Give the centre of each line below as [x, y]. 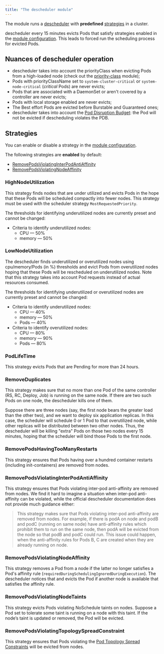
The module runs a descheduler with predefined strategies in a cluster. [77, 24]
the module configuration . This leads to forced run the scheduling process [80, 38]
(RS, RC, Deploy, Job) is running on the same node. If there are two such [78, 395]
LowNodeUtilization [29, 251]
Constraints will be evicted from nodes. [45, 647]
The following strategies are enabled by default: [54, 155]
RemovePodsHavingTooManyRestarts [51, 449]
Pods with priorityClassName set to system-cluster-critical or [76, 81]
